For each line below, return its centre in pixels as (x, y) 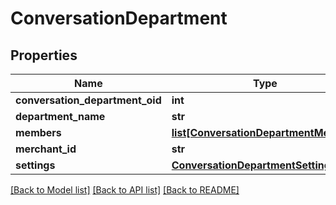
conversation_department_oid (88, 100)
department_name (60, 116)
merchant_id (46, 149)
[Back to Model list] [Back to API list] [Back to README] (125, 190)
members (38, 132)
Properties (44, 55)
